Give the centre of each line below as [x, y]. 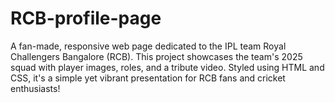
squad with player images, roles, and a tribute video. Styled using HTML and [167, 67]
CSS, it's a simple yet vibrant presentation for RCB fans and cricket [148, 78]
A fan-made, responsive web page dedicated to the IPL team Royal [148, 46]
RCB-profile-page [86, 18]
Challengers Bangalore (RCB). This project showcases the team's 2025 [156, 56]
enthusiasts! [35, 88]
